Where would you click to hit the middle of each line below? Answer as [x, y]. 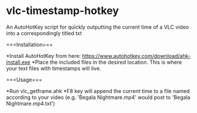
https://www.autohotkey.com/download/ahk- [136, 56]
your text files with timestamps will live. [54, 68]
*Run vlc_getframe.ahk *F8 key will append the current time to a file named [98, 91]
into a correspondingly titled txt [44, 33]
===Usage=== [24, 80]
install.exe [18, 62]
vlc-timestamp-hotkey [63, 11]
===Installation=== [29, 44]
